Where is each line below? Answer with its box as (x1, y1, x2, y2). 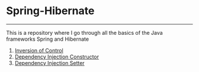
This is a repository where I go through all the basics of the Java (6, 29, 163, 36)
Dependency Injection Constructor (14, 53, 99, 60)
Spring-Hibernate (6, 4, 95, 18)
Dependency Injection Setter (14, 59, 85, 66)
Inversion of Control (14, 47, 63, 54)
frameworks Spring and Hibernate (6, 35, 89, 42)
